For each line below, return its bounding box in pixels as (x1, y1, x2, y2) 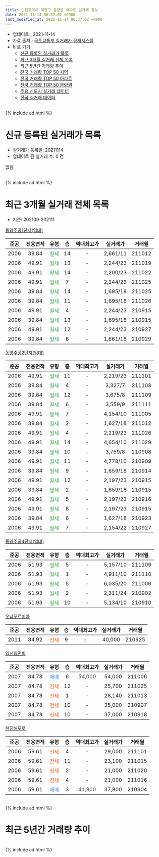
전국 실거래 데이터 (20, 95, 56, 101)
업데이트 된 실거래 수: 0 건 (12, 153, 64, 159)
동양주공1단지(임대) (5, 227, 43, 233)
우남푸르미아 (5, 613, 30, 620)
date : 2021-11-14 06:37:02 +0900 (5, 12, 76, 17)
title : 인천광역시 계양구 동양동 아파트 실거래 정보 (5, 7, 98, 13)
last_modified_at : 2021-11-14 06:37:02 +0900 (5, 17, 102, 22)
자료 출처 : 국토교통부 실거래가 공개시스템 (12, 37, 94, 44)
